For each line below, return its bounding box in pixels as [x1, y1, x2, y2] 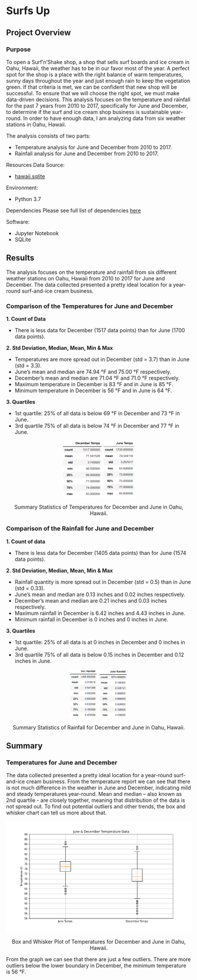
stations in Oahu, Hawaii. [6, 121, 66, 128]
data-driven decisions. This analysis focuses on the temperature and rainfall [6, 96, 191, 103]
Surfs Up [6, 4, 50, 18]
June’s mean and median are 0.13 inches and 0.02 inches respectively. [14, 591, 186, 598]
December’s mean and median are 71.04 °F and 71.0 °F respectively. [14, 374, 181, 382]
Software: [6, 218, 30, 225]
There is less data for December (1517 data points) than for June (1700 [14, 326, 185, 333]
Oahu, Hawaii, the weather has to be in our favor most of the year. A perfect [6, 65, 190, 72]
